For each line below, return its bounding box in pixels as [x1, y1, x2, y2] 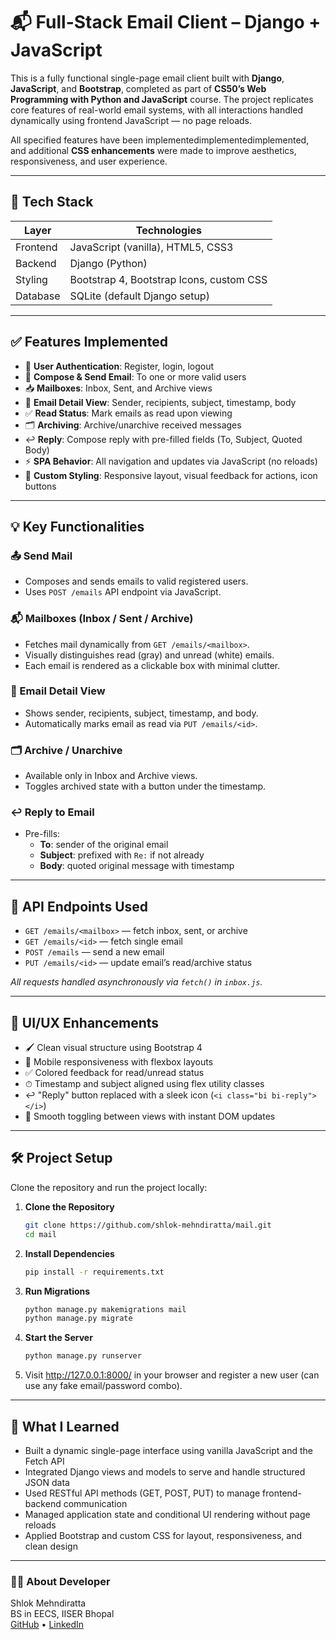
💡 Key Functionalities [10, 518, 145, 535]
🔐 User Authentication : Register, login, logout [24, 360, 215, 372]
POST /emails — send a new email [24, 946, 165, 958]
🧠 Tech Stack [10, 194, 94, 211]
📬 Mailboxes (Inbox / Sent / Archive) [10, 612, 194, 626]
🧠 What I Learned [10, 1418, 120, 1435]
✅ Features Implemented [10, 334, 168, 351]
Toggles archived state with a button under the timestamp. [24, 780, 266, 793]
